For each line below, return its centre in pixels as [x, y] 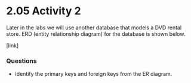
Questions [21, 61]
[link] [13, 45]
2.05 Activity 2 [44, 11]
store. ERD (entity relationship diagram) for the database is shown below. [96, 33]
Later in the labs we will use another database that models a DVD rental [94, 27]
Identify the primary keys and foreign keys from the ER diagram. [93, 74]
